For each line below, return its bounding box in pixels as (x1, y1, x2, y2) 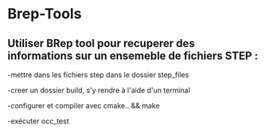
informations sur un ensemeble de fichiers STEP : (7, 49, 258, 62)
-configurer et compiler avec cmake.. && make (7, 101, 160, 110)
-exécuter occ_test (7, 116, 69, 126)
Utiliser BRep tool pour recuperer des (7, 37, 196, 50)
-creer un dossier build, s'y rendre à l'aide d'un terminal (7, 85, 190, 95)
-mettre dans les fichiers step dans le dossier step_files (7, 70, 190, 80)
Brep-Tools (7, 5, 82, 23)
